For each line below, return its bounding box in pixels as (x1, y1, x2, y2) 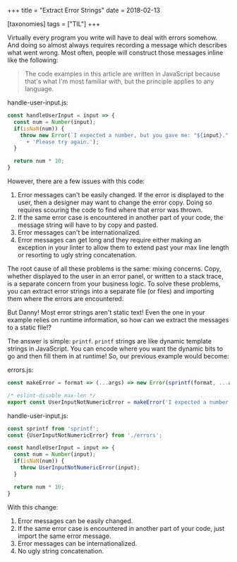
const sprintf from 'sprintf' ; (7, 425, 99, 432)
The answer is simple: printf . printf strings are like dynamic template (7, 337, 212, 345)
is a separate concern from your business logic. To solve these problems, (7, 279, 221, 288)
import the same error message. (17, 532, 111, 540)
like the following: (7, 56, 59, 64)
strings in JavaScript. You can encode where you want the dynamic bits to (7, 344, 224, 353)
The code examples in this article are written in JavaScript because (24, 70, 221, 78)
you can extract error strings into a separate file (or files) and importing (7, 287, 214, 295)
